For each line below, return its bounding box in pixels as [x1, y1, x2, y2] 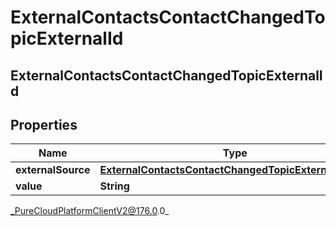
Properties [10, 116, 78, 133]
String [99, 179, 130, 193]
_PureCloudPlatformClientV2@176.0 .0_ [10, 205, 170, 217]
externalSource [15, 163, 91, 177]
